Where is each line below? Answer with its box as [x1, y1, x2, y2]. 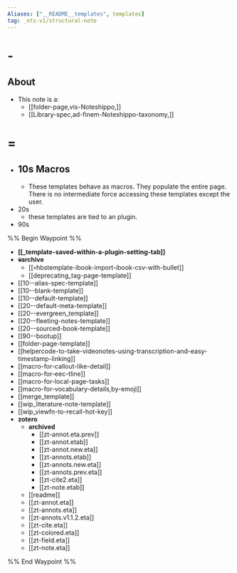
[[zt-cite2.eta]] [38, 475, 83, 484]
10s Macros [17, 163, 70, 175]
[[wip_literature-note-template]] [17, 399, 112, 408]
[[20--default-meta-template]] [17, 301, 107, 310]
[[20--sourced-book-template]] [17, 324, 110, 332]
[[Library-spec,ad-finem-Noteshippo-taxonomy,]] [28, 110, 174, 118]
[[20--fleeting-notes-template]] [17, 316, 110, 325]
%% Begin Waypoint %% [7, 233, 82, 242]
